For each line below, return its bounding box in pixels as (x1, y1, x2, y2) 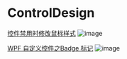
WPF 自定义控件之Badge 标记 (7, 44, 94, 52)
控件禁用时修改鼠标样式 (7, 29, 76, 37)
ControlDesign (7, 5, 95, 21)
